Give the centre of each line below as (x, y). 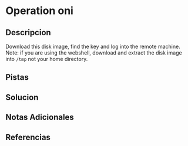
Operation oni (40, 11)
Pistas (17, 77)
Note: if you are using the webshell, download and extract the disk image (94, 53)
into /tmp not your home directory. (47, 59)
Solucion (22, 97)
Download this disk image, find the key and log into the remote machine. (93, 46)
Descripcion (28, 33)
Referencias (28, 137)
